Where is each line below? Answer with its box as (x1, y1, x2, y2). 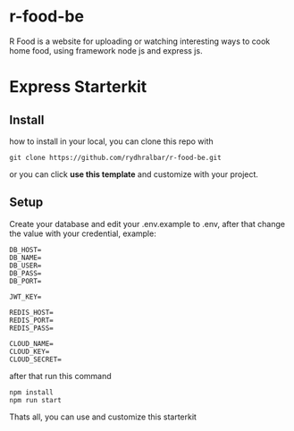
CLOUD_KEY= (9, 347, 50, 356)
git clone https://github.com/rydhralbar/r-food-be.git (9, 153, 222, 162)
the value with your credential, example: (9, 228, 156, 239)
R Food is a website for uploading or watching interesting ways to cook (9, 36, 271, 46)
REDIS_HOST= (9, 308, 54, 317)
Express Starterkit (9, 77, 147, 97)
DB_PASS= (9, 268, 42, 278)
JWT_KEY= (9, 292, 42, 301)
